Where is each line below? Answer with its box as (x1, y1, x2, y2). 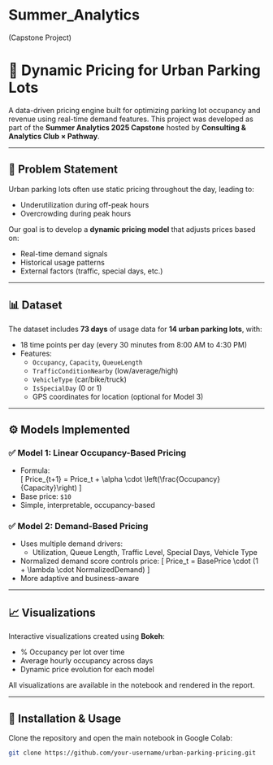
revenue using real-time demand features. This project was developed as (8, 114, 253, 124)
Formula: (19, 466, 50, 475)
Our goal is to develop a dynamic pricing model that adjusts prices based (8, 224, 256, 234)
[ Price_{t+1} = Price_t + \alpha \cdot (19, 474, 142, 484)
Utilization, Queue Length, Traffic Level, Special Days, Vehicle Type (32, 548, 258, 557)
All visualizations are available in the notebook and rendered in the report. (8, 680, 255, 690)
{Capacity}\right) (19, 483, 77, 493)
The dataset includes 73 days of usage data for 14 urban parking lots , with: (8, 324, 262, 334)
